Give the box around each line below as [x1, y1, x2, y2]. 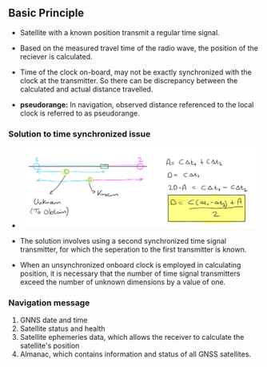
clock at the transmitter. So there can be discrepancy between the [19, 75, 238, 85]
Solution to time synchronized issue [8, 128, 151, 139]
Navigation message [8, 296, 90, 308]
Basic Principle [8, 6, 85, 20]
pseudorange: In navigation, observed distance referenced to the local [19, 99, 254, 109]
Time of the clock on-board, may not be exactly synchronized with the [19, 67, 252, 77]
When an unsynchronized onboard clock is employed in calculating [19, 260, 241, 269]
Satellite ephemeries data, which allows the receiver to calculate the [19, 333, 245, 342]
